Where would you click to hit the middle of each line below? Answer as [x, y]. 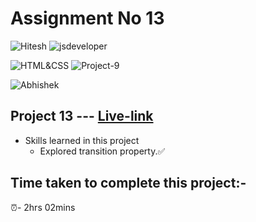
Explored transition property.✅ [102, 151]
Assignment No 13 [87, 18]
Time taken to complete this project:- [128, 183]
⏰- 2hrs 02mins [43, 207]
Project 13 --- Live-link [82, 116]
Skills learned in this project [82, 140]
